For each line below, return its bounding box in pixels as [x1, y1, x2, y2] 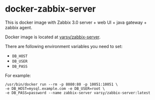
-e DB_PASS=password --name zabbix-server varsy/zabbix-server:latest [5, 90, 151, 95]
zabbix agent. [5, 24, 32, 30]
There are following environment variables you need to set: [5, 43, 123, 49]
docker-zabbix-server [5, 3, 96, 15]
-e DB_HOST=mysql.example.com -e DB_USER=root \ [5, 86, 105, 91]
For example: [5, 72, 31, 78]
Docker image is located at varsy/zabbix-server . [5, 34, 101, 40]
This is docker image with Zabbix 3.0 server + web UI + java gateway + [5, 19, 147, 25]
